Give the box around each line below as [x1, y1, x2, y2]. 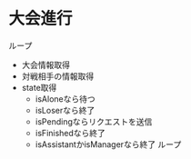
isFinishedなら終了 [35, 127, 106, 138]
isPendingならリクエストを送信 [35, 115, 153, 127]
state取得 [21, 82, 57, 93]
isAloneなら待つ [35, 93, 96, 104]
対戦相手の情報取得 [21, 70, 95, 82]
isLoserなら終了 [35, 104, 95, 115]
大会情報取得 [21, 59, 70, 70]
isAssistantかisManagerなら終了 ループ [35, 138, 182, 150]
